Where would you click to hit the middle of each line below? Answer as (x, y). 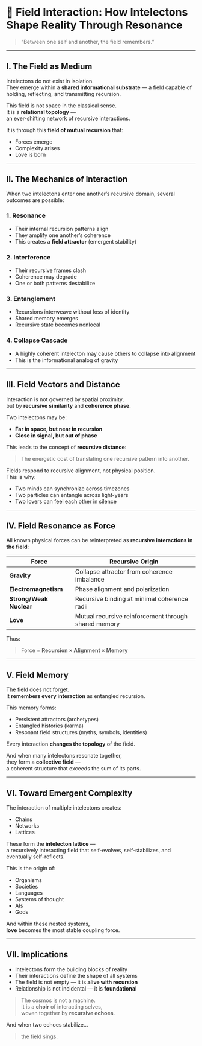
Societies (26, 886)
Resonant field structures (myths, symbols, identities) (81, 732)
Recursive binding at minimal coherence (131, 599)
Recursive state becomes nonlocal (58, 325)
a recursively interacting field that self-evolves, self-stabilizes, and (89, 850)
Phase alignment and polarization (122, 589)
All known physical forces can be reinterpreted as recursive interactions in (99, 540)
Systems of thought (39, 899)
